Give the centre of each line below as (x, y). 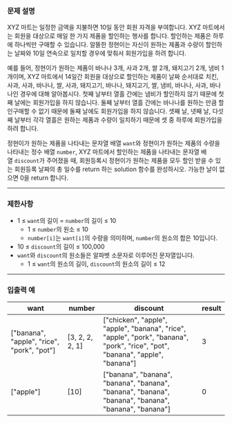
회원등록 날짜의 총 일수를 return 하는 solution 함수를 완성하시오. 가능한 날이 (116, 169)
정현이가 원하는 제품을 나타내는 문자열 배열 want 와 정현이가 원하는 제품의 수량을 (114, 143)
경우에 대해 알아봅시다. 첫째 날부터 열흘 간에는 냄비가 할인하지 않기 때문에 (118, 94)
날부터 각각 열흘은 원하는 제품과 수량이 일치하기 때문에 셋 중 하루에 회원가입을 (118, 120)
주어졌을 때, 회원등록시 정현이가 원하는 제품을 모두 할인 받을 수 (130, 161)
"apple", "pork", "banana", (145, 337)
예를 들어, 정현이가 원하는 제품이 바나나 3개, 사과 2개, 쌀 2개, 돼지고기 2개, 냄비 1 (116, 68)
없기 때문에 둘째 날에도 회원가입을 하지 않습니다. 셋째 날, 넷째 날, (125, 111)
